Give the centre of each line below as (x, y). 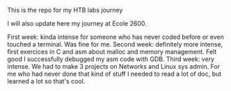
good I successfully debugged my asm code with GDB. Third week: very (111, 59)
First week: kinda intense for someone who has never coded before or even (115, 37)
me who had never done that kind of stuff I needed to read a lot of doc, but (114, 74)
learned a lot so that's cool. (46, 81)
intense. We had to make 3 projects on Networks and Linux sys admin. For (114, 66)
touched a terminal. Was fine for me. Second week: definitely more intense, (115, 44)
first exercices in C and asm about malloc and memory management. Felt (112, 52)
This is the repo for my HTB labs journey (65, 10)
